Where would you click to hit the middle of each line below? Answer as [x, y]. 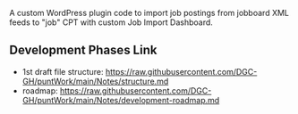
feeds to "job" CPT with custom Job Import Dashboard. [111, 22]
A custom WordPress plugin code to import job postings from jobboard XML [149, 13]
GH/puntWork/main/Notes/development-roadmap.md [121, 100]
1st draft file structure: [63, 71]
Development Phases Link [83, 50]
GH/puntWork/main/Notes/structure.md [95, 81]
